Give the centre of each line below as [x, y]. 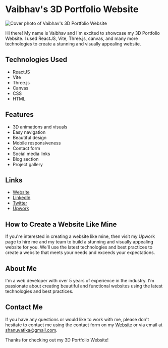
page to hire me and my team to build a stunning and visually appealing [79, 242]
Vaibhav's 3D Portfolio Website [72, 9]
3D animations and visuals [40, 127]
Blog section [25, 159]
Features [19, 115]
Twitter [20, 203]
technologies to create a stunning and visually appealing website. [73, 43]
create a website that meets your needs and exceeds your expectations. [80, 253]
